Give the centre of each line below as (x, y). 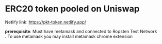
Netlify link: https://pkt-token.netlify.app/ (46, 22)
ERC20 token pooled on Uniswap (72, 9)
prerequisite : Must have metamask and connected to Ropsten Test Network (81, 31)
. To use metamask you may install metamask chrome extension (69, 36)
